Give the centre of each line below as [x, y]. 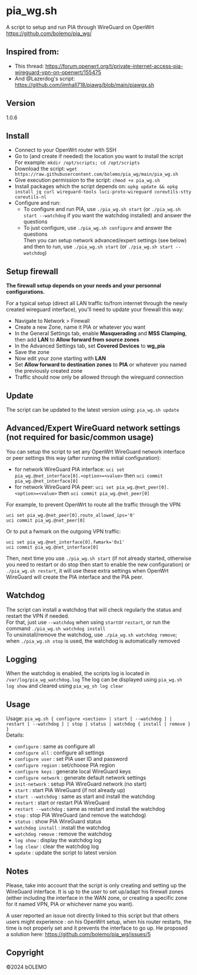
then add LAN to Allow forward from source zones [77, 340]
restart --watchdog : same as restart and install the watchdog [90, 809]
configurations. [26, 292]
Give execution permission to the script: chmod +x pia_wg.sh [87, 180]
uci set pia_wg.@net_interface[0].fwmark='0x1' [66, 542]
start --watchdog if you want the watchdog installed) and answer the [107, 215]
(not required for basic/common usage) [80, 437]
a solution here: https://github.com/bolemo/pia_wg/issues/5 [79, 934]
